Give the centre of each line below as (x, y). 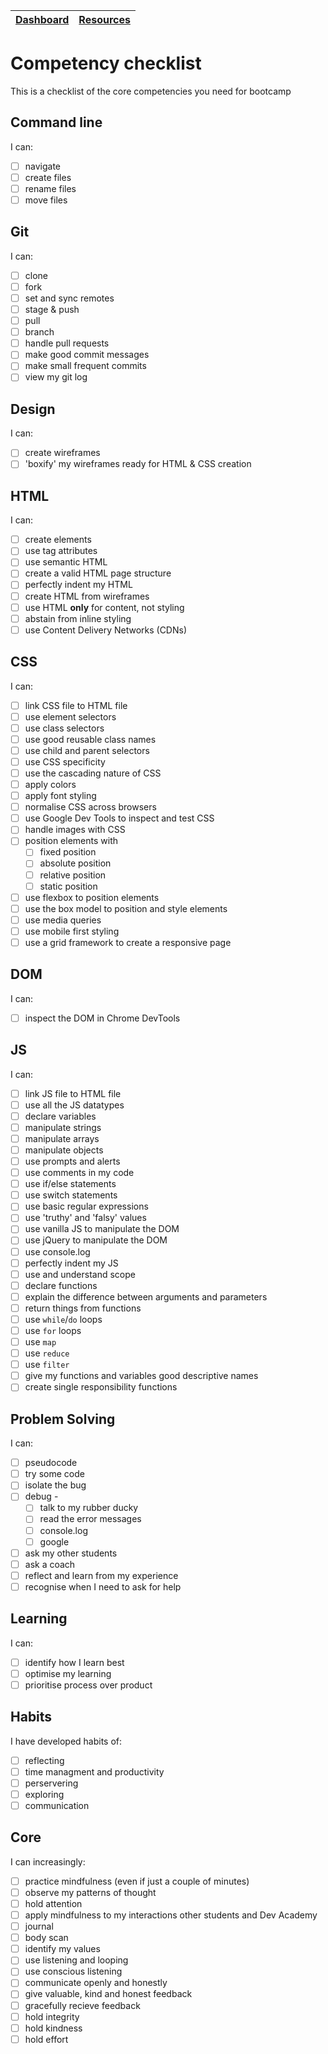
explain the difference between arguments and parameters (146, 1296)
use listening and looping (76, 1960)
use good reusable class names (90, 739)
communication (57, 1805)
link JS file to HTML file (73, 1093)
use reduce (47, 1353)
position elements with (71, 841)
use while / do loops (63, 1319)
